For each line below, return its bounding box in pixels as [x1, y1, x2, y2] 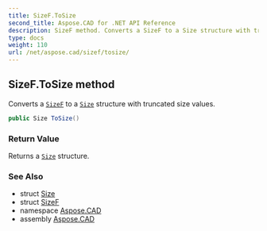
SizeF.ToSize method [8, 78, 115, 91]
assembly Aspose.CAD [19, 214, 95, 224]
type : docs [8, 33, 44, 42]
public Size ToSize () [8, 114, 80, 122]
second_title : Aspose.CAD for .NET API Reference [8, 19, 176, 27]
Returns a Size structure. [8, 151, 90, 160]
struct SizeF [19, 198, 60, 207]
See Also [8, 171, 44, 182]
